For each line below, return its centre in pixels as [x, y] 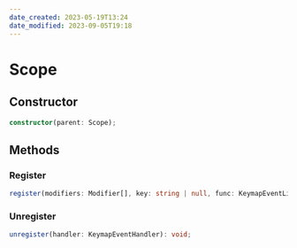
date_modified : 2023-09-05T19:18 [71, 26]
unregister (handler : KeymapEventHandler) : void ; [100, 235]
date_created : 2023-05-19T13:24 [69, 17]
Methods [34, 150]
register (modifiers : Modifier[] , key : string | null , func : [122, 194]
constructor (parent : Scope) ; [63, 122]
